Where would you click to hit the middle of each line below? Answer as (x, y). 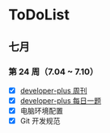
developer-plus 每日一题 (61, 100)
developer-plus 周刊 (53, 90)
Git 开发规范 (40, 121)
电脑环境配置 (41, 111)
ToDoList (39, 15)
